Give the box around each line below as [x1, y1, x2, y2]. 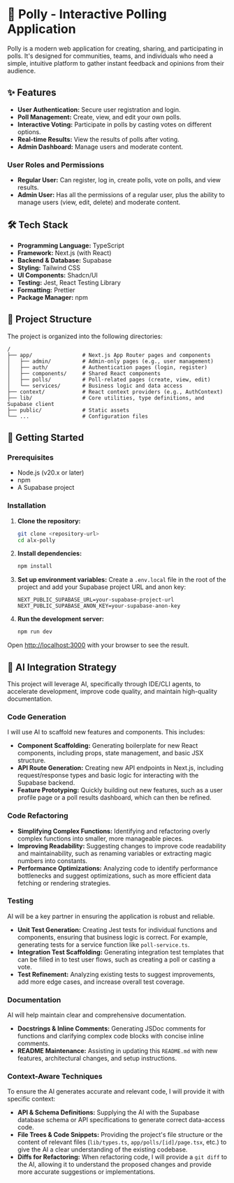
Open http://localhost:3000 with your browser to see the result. [7, 641, 190, 649]
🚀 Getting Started [7, 432, 85, 444]
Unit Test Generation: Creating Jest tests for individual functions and [17, 925, 217, 934]
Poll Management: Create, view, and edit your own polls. [17, 113, 182, 121]
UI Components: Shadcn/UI [17, 270, 98, 279]
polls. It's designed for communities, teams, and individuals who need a [7, 52, 214, 60]
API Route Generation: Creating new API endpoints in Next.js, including [17, 764, 224, 772]
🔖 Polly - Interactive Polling [7, 6, 167, 22]
